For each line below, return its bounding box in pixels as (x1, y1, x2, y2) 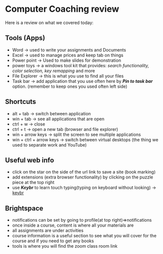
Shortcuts (5, 98, 36, 106)
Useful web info (5, 156, 54, 164)
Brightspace (5, 204, 44, 212)
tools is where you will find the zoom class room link (12, 243, 117, 249)
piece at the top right (12, 179, 55, 185)
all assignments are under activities (12, 228, 84, 233)
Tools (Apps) (5, 34, 46, 42)
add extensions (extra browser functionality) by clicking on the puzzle (12, 174, 153, 180)
